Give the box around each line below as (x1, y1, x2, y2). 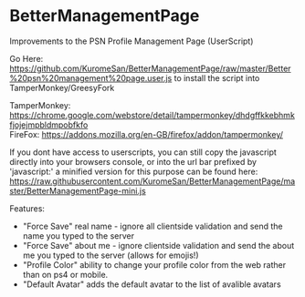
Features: (9, 202, 46, 214)
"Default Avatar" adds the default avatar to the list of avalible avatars (22, 279, 281, 290)
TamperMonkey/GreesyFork (9, 82, 115, 93)
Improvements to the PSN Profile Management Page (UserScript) (9, 36, 254, 46)
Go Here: (9, 53, 44, 64)
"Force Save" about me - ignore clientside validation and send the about (22, 240, 295, 251)
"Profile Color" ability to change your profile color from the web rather (22, 259, 287, 270)
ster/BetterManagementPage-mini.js (9, 185, 146, 196)
